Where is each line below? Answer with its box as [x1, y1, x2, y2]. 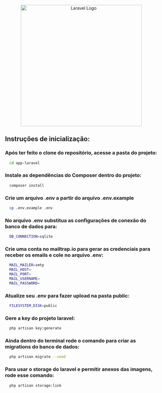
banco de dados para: [5, 223, 58, 230]
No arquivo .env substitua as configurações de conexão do [5, 217, 147, 223]
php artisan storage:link [9, 383, 62, 388]
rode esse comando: [5, 372, 54, 379]
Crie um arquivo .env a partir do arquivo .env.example [5, 194, 134, 201]
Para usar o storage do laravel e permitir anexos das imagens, [5, 366, 153, 373]
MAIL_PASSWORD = [9, 281, 40, 286]
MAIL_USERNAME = [9, 276, 40, 281]
